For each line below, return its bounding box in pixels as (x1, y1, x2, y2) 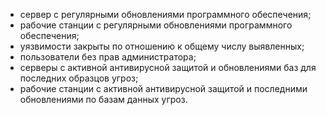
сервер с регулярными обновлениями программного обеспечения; (19, 9, 312, 20)
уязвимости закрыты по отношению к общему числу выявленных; (19, 40, 305, 52)
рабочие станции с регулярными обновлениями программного (19, 19, 293, 31)
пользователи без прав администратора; (19, 51, 197, 63)
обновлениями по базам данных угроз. (19, 94, 188, 105)
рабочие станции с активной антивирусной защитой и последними (19, 83, 308, 94)
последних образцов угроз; (19, 72, 139, 84)
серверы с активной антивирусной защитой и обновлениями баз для (19, 62, 317, 73)
